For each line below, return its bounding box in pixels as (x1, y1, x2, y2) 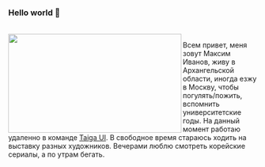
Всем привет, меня (183, 40, 248, 50)
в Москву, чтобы (183, 82, 239, 92)
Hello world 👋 (8, 7, 61, 18)
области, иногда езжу (183, 74, 257, 84)
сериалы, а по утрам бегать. (8, 150, 105, 159)
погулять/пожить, (183, 91, 243, 101)
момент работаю (183, 124, 241, 134)
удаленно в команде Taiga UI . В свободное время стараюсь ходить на (8, 133, 247, 142)
